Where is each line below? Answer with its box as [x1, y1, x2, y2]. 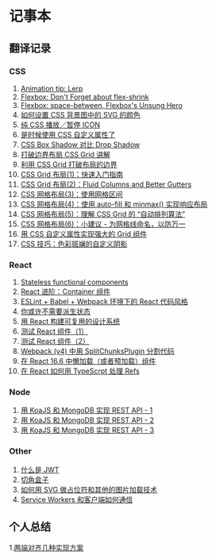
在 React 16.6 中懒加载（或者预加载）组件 [20, 357, 156, 366]
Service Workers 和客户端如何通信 [20, 494, 133, 504]
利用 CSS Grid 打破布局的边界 [20, 160, 118, 169]
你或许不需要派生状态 [20, 307, 91, 316]
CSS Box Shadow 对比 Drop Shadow [20, 140, 141, 149]
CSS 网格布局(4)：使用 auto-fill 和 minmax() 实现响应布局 [20, 199, 208, 209]
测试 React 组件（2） [20, 337, 90, 346]
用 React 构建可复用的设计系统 [20, 317, 121, 326]
